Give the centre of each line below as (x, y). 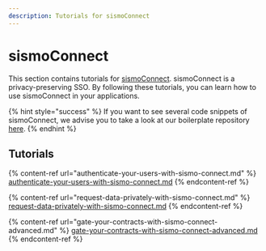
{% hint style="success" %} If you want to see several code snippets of (128, 111)
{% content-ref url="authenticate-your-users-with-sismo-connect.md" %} (133, 173)
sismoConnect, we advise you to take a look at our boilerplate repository (129, 120)
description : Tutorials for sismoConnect (79, 16)
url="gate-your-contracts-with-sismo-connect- (139, 222)
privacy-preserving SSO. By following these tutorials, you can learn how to (133, 87)
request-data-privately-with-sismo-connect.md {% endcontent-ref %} (126, 206)
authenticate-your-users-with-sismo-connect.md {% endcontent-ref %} (129, 182)
